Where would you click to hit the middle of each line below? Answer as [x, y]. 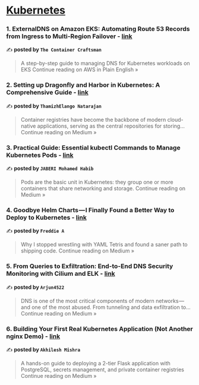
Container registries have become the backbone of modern [93, 119]
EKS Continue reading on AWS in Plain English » [79, 70]
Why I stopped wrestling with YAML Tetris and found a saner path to [104, 245]
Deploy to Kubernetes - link [47, 217]
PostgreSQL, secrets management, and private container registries [102, 370]
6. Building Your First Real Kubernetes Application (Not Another [99, 329]
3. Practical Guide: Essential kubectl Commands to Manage [93, 147]
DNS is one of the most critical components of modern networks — [102, 301]
